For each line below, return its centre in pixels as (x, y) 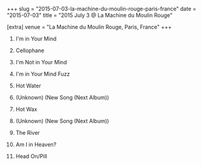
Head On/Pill (31, 156)
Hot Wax (26, 109)
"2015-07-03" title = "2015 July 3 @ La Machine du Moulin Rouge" (90, 15)
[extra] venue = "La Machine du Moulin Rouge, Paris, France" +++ (89, 27)
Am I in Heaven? (36, 144)
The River (28, 133)
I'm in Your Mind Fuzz (43, 74)
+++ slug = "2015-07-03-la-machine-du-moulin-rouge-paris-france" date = (102, 9)
